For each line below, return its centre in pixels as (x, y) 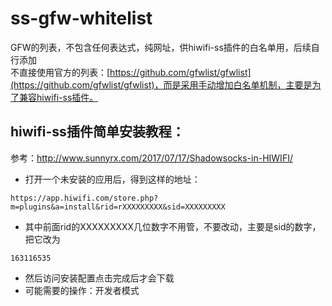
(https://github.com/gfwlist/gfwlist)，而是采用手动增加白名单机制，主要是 (161, 84)
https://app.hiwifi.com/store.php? (84, 198)
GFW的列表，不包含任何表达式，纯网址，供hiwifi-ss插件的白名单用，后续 (161, 47)
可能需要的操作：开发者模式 (82, 290)
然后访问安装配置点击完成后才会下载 (99, 278)
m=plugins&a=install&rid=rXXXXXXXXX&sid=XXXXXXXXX (118, 207)
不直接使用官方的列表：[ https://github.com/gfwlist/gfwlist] (131, 72)
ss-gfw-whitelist (81, 18)
